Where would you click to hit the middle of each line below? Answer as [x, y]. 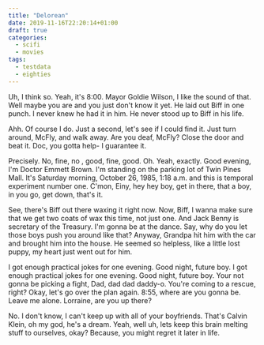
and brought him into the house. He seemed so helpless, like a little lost [124, 243]
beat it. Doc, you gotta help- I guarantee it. [77, 145]
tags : [17, 60]
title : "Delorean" [38, 15]
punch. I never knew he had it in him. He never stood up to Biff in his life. [126, 113]
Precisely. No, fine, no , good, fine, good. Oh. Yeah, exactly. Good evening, [130, 161]
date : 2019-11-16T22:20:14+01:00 [63, 23]
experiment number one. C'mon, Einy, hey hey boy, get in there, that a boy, [130, 186]
